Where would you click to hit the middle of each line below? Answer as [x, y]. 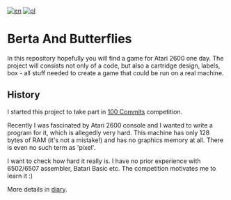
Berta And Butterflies [70, 39]
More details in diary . [37, 189]
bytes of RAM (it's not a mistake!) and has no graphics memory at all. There [115, 140]
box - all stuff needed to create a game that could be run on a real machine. [115, 72]
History [24, 95]
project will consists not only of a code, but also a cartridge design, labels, [114, 66]
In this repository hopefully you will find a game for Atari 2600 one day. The [115, 58]
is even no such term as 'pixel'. [51, 147]
